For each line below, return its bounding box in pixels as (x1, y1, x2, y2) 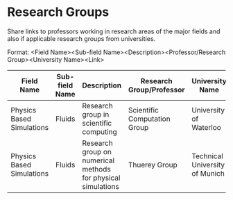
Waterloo (191, 122, 222, 132)
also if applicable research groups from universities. (7, 34, 156, 42)
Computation (128, 114, 171, 124)
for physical (82, 173, 121, 183)
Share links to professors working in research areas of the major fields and (7, 27, 221, 35)
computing (82, 126, 118, 136)
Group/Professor (128, 85, 185, 94)
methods (82, 164, 111, 174)
